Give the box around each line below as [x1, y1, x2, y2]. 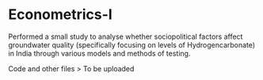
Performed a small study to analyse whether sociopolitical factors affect [8, 32, 243, 41]
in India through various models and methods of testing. [8, 48, 191, 58]
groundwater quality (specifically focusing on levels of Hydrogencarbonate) [8, 40, 256, 49]
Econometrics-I [8, 6, 112, 24]
